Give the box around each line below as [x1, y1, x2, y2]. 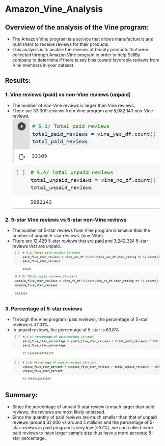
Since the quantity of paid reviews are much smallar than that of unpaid [12, 414, 157, 420]
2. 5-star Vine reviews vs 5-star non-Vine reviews [5, 216, 127, 223]
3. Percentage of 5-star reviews [5, 305, 82, 312]
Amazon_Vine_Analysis [5, 3, 103, 15]
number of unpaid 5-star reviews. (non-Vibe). [12, 233, 105, 238]
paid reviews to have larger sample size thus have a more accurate [12, 430, 148, 436]
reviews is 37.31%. [12, 321, 50, 328]
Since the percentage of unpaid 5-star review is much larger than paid [12, 404, 155, 410]
